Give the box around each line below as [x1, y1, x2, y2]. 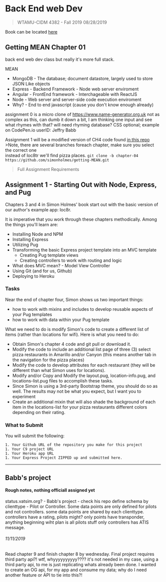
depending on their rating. [12, 409, 66, 415]
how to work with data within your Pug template [12, 317, 110, 323]
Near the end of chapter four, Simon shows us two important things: [5, 296, 144, 302]
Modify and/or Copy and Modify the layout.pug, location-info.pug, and [12, 373, 156, 378]
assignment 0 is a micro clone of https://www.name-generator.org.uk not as [5, 111, 160, 117]
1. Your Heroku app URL [5, 451, 54, 456]
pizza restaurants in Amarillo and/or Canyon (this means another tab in [12, 351, 157, 357]
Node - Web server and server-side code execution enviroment [12, 96, 142, 102]
